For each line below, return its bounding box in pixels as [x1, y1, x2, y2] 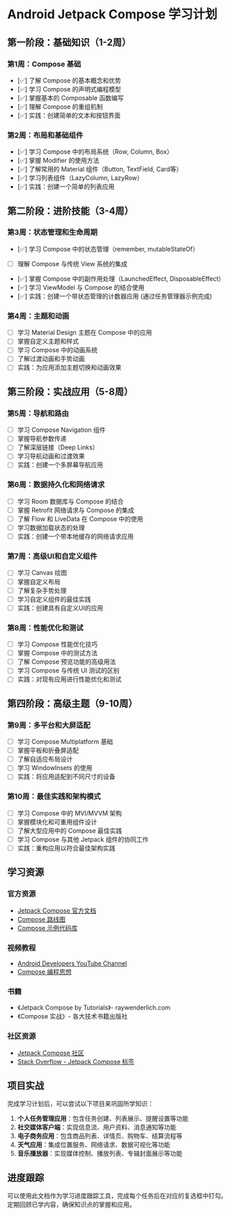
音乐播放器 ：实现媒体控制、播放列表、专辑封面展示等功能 [17, 1149, 183, 1158]
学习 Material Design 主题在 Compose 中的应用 [17, 328, 152, 337]
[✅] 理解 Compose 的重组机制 [17, 102, 103, 110]
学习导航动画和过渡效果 [17, 452, 85, 460]
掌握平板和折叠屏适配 [17, 746, 79, 755]
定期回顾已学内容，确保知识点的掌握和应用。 [7, 1200, 136, 1209]
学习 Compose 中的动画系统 [17, 346, 98, 354]
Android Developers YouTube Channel [17, 959, 128, 968]
